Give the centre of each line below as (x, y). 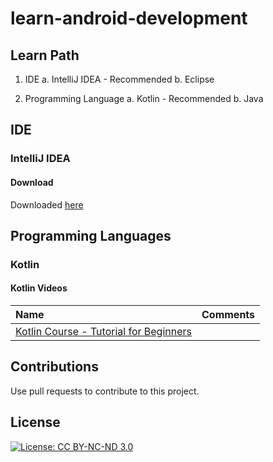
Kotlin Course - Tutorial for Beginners (103, 332)
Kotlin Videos (39, 288)
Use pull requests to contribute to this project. (105, 391)
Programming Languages (91, 235)
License (35, 422)
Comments (228, 315)
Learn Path (45, 55)
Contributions (54, 367)
